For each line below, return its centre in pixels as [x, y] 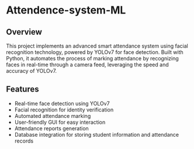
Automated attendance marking [53, 116]
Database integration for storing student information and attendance [97, 134]
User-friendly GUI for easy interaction [60, 122]
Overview [24, 32]
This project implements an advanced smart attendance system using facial [97, 46]
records [24, 141]
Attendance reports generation [51, 128]
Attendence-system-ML [66, 10]
